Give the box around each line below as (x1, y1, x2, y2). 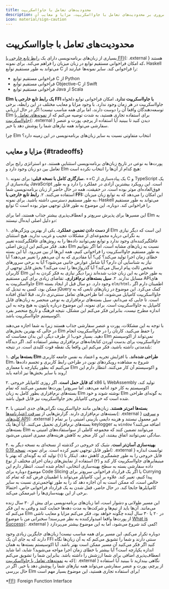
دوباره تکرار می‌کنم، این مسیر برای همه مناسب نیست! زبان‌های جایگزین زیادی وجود (6, 531, 160, 537)
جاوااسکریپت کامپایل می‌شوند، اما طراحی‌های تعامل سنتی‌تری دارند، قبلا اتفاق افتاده (6, 291, 161, 298)
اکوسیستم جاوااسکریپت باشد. (6, 313, 61, 319)
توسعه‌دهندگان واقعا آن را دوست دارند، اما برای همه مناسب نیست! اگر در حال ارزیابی (6, 107, 164, 113)
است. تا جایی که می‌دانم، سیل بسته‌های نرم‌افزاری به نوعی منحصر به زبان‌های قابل (6, 297, 159, 303)
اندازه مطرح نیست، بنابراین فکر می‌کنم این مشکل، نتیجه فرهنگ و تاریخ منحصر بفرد (6, 308, 160, 314)
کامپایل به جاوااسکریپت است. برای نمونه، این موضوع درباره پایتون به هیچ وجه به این (6, 302, 161, 308)
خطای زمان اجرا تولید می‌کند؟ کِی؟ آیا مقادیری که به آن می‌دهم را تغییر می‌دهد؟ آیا (6, 254, 157, 260)
